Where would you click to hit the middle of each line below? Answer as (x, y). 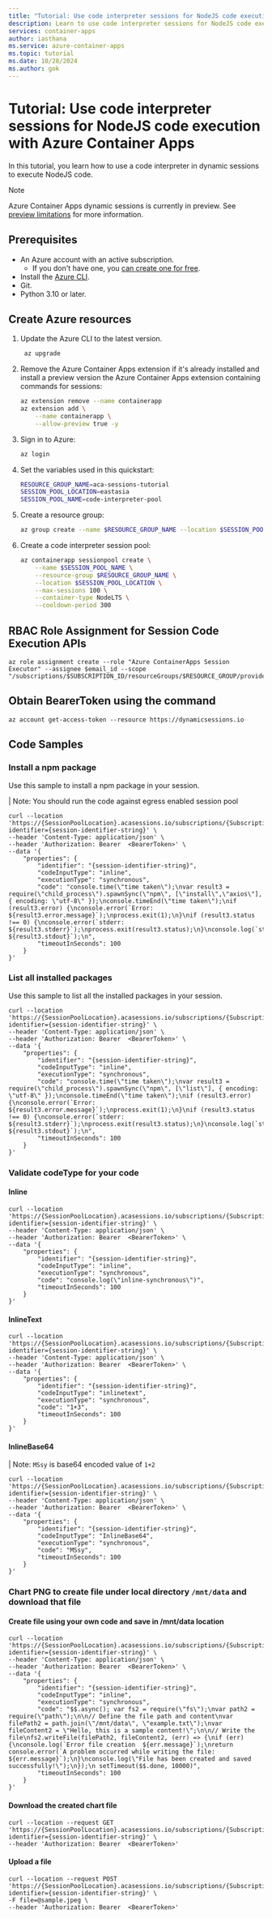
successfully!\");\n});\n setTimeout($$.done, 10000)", (104, 1766)
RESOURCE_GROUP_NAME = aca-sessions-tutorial (95, 484)
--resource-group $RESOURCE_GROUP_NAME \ (106, 575)
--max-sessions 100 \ (71, 590)
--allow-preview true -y (77, 424)
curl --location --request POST (63, 1879)
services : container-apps (52, 31)
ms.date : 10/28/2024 (43, 62)
